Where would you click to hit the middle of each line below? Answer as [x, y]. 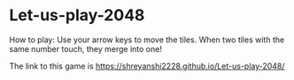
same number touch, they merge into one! [85, 48]
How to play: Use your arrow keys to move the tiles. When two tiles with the [147, 40]
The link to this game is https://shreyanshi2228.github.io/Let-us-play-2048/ [147, 66]
